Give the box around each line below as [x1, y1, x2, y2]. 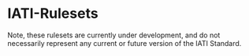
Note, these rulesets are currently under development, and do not [7, 30, 221, 40]
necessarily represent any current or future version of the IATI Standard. [7, 38, 242, 47]
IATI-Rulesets [7, 5, 99, 23]
